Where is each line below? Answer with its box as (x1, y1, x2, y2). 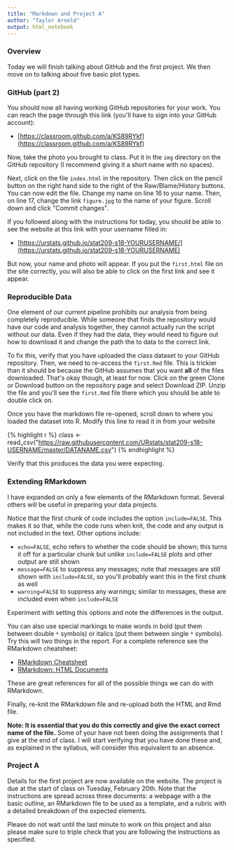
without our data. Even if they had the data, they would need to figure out (7, 331, 219, 339)
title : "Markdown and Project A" (7, 10, 105, 18)
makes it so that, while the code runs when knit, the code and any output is (7, 521, 224, 530)
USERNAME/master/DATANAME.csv (7, 446, 112, 454)
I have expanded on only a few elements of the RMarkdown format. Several (7, 493, 225, 501)
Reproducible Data (7, 292, 72, 302)
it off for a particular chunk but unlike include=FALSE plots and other (17, 550, 212, 558)
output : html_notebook (7, 23, 74, 30)
